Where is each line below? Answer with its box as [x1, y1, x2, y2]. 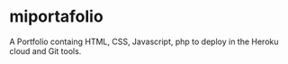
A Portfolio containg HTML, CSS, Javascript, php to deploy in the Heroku [9, 36, 279, 47]
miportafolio [9, 6, 103, 27]
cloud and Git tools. [9, 45, 82, 56]
